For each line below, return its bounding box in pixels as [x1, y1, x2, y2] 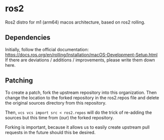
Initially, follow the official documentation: [5, 46, 89, 52]
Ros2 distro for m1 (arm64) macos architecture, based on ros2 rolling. [5, 19, 145, 25]
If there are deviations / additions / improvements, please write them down [5, 57, 155, 63]
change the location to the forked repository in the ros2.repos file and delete [5, 94, 159, 101]
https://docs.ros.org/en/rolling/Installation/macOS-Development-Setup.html [5, 52, 158, 57]
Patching [5, 77, 33, 85]
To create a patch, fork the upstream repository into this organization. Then [5, 89, 157, 95]
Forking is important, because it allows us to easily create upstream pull [5, 124, 150, 130]
